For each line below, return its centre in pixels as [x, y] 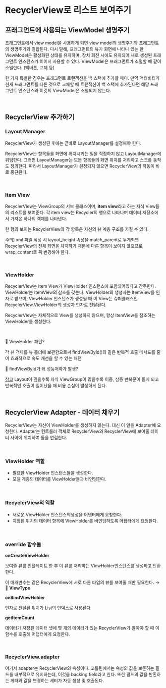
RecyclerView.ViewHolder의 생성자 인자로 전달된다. [56, 305]
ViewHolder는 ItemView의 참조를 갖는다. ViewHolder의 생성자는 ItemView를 [80, 292]
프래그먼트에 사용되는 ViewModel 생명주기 [67, 30]
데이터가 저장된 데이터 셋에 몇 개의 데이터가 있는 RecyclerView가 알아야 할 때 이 [82, 628]
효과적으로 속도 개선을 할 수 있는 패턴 [46, 358]
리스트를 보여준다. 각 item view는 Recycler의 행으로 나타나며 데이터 [76, 212]
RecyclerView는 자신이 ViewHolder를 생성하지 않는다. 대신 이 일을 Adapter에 [81, 425]
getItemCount [20, 618]
